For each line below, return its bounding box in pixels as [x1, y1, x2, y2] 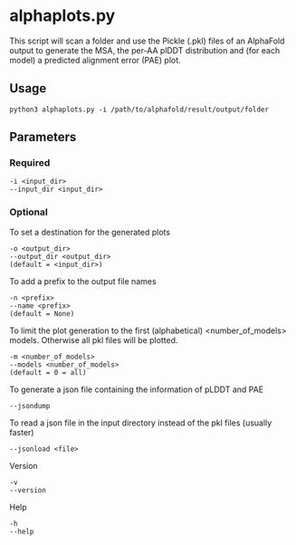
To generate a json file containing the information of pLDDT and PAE [9, 384, 264, 395]
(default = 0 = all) [9, 368, 88, 377]
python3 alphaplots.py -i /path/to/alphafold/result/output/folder [9, 105, 270, 114]
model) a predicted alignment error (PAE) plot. [9, 54, 181, 65]
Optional [9, 206, 48, 218]
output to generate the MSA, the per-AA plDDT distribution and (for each [9, 44, 281, 55]
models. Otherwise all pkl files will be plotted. [9, 334, 178, 345]
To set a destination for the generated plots [9, 226, 170, 237]
